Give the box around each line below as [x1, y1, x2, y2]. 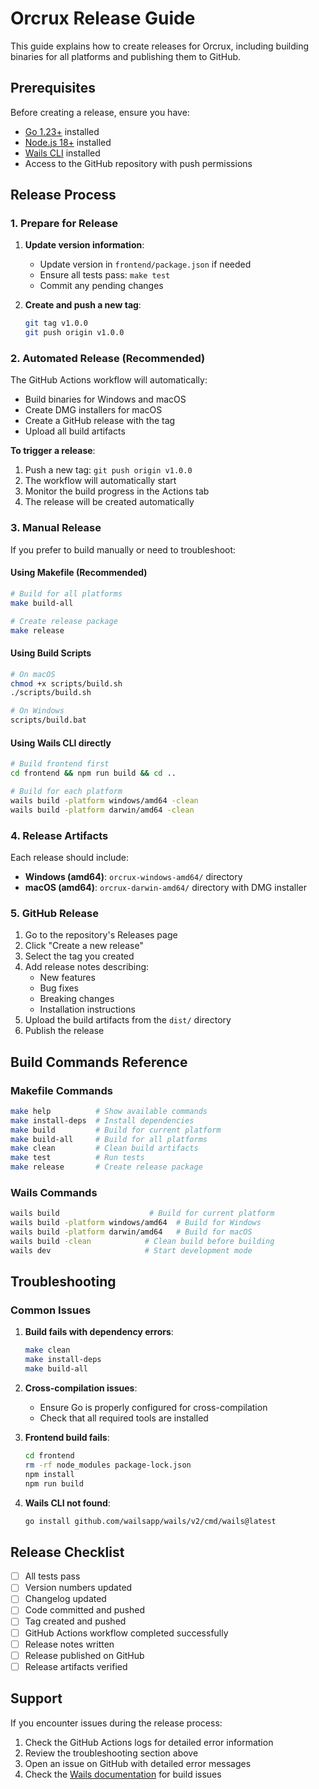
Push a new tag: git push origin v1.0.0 [24, 464, 193, 476]
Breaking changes [39, 993, 115, 1005]
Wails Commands [10, 1185, 98, 1199]
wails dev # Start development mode [10, 1245, 253, 1256]
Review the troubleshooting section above [24, 1747, 199, 1759]
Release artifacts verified [24, 1660, 128, 1672]
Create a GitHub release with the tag [24, 415, 176, 427]
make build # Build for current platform [10, 1125, 222, 1135]
